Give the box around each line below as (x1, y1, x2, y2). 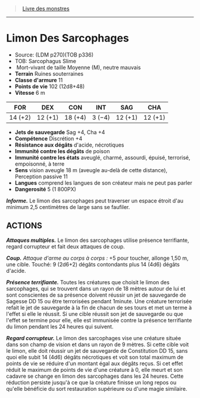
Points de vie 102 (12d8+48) (14, 83, 85, 90)
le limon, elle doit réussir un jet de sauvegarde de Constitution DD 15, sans (6, 347, 188, 354)
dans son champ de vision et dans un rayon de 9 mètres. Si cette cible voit (6, 341, 189, 348)
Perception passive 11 (14, 173, 68, 180)
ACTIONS (6, 220, 43, 231)
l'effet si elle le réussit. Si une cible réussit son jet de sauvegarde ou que (6, 310, 183, 318)
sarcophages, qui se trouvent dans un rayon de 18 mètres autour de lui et (6, 285, 186, 292)
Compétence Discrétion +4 (14, 135, 83, 142)
